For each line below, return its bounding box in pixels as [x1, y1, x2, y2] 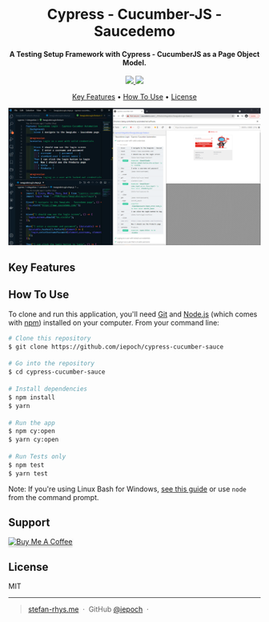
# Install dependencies [8, 385, 88, 393]
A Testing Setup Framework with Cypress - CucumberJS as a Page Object [9, 49, 260, 59]
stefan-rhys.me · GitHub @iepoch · [27, 604, 150, 614]
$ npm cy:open [8, 427, 56, 435]
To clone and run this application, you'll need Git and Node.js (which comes [8, 309, 258, 319]
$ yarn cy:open [8, 436, 59, 444]
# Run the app [8, 418, 56, 427]
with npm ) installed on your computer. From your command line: [8, 317, 220, 327]
